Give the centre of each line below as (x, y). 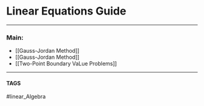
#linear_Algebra (26, 97)
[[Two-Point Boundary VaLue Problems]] (66, 64)
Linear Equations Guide (66, 11)
